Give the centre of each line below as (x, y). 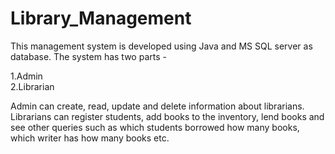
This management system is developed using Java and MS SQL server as (161, 46)
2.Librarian (32, 86)
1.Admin (26, 76)
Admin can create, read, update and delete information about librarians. (157, 106)
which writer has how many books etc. (90, 138)
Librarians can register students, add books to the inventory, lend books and (167, 116)
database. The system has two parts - (88, 56)
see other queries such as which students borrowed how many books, (155, 127)
